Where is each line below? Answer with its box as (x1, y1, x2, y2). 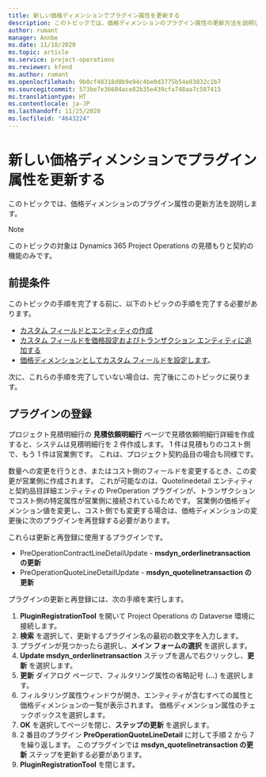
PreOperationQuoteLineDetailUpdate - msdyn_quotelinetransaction (19, 568, 244, 577)
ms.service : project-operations (8, 56, 115, 64)
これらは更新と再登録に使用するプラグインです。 (8, 532, 168, 543)
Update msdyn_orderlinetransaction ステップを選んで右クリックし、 (19, 651, 248, 661)
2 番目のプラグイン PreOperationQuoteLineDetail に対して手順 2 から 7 (19, 730, 255, 740)
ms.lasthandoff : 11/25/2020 (8, 108, 101, 116)
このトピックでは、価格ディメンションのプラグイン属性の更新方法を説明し (8, 199, 251, 208)
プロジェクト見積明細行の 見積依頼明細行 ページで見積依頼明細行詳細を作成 (8, 429, 255, 440)
